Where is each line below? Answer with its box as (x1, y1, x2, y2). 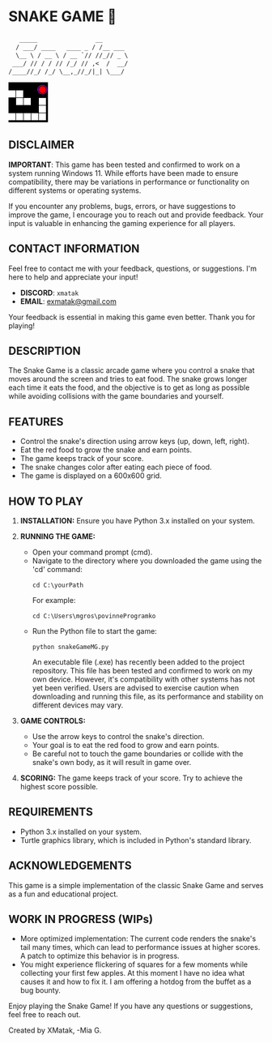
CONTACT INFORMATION (8, 242, 140, 256)
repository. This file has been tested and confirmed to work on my (32, 666, 253, 675)
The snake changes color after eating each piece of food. (19, 462, 212, 472)
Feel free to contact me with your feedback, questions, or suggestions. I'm (8, 263, 257, 273)
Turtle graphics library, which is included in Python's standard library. (19, 835, 252, 845)
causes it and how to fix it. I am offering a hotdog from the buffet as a (19, 977, 252, 987)
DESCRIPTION (8, 344, 81, 357)
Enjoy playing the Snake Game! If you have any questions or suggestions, (8, 1001, 253, 1011)
